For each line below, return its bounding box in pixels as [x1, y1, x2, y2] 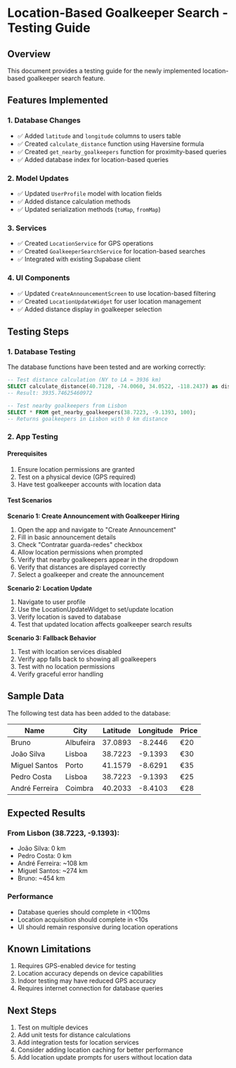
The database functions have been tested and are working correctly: [7, 363, 206, 371]
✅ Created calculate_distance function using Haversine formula [17, 139, 204, 148]
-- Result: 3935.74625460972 [7, 389, 93, 397]
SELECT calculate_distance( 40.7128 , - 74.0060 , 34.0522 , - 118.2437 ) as [7, 383, 218, 390]
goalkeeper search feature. [27, 74, 105, 82]
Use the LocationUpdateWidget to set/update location [17, 605, 174, 613]
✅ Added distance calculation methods [17, 197, 131, 206]
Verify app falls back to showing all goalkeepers [17, 655, 157, 663]
